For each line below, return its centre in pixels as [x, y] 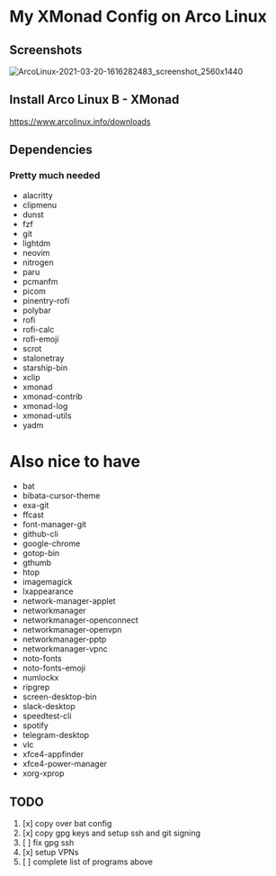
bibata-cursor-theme [61, 496]
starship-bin [45, 368]
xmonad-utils [47, 415]
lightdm [36, 243]
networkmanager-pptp [64, 639]
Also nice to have [75, 461]
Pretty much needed [55, 176]
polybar [36, 310]
